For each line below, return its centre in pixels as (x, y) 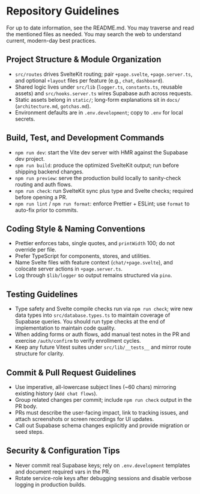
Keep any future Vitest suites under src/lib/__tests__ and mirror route (103, 347)
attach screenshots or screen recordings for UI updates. (84, 419)
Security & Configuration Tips (63, 451)
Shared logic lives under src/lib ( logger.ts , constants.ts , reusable (99, 87)
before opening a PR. (41, 197)
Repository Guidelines (63, 11)
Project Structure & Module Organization (84, 59)
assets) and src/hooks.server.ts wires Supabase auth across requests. (104, 93)
